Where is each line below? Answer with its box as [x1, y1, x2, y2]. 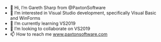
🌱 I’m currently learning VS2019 [10, 20, 76, 26]
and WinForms [10, 15, 41, 21]
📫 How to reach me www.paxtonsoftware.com [10, 31, 108, 37]
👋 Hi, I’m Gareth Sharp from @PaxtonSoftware [10, 5, 106, 10]
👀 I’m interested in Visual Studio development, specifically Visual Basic [10, 10, 157, 16]
